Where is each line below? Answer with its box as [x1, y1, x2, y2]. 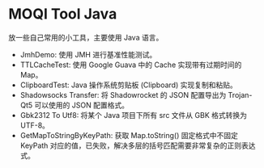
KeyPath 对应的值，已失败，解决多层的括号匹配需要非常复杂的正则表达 [19, 141, 257, 150]
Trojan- [228, 90, 253, 99]
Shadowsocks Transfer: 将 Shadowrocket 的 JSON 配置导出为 [19, 90, 227, 99]
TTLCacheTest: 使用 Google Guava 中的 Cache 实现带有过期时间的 [19, 60, 242, 69]
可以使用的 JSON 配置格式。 [34, 100, 130, 110]
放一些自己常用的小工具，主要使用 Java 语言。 [8, 32, 164, 42]
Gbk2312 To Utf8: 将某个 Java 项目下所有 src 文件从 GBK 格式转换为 [19, 110, 247, 120]
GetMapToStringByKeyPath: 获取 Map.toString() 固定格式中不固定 [19, 130, 239, 140]
